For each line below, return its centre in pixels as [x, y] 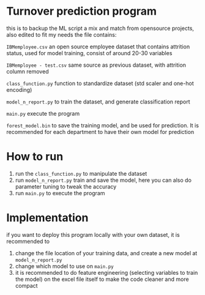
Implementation [47, 218]
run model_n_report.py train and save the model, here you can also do [103, 180]
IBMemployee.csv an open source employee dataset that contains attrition [98, 47]
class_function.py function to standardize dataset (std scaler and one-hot [100, 83]
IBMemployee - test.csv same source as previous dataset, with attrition [96, 65]
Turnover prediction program [82, 11]
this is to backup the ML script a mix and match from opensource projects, [100, 28]
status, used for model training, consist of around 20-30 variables [89, 53]
